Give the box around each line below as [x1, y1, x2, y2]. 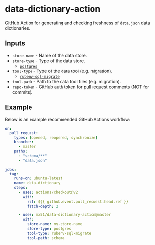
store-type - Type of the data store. [12, 58, 85, 64]
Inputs [5, 39, 26, 48]
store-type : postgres [27, 226, 71, 231]
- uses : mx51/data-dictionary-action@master [18, 212, 111, 217]
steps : [14, 185, 28, 190]
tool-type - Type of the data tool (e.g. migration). [12, 68, 113, 74]
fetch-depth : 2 [27, 204, 58, 209]
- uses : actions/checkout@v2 [18, 190, 78, 195]
